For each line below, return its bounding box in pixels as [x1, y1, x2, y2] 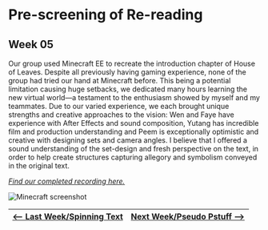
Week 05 [8, 38, 54, 51]
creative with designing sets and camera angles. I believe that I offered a [8, 135, 248, 145]
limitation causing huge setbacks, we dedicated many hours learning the [8, 84, 248, 94]
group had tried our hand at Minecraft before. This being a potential [8, 76, 231, 85]
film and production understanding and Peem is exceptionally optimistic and [8, 127, 259, 136]
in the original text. [8, 161, 70, 170]
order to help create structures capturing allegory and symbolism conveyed [8, 152, 258, 162]
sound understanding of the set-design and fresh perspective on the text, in [8, 144, 258, 153]
